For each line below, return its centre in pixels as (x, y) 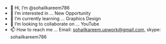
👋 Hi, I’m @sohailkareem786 (40, 8)
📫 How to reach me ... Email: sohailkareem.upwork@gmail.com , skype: (86, 30)
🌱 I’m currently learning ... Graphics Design (55, 18)
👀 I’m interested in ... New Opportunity (50, 13)
